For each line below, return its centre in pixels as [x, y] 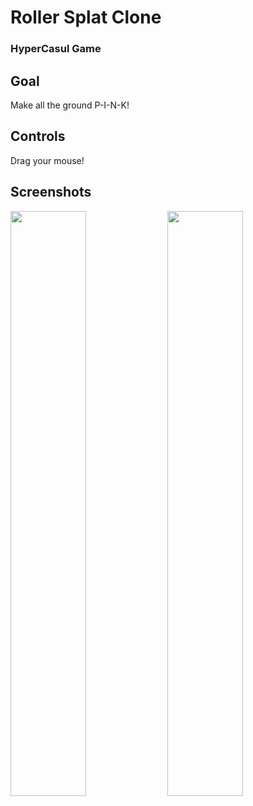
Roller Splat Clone [86, 17]
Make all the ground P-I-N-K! [70, 105]
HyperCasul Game [56, 49]
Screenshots [51, 192]
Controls [38, 136]
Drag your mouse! [47, 160]
